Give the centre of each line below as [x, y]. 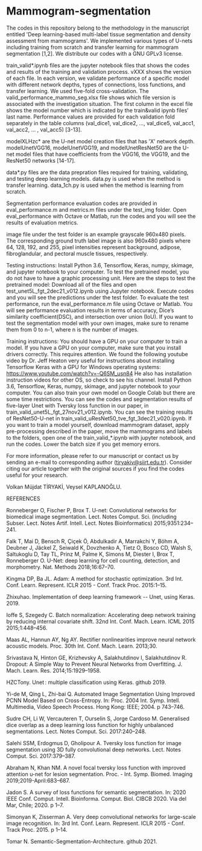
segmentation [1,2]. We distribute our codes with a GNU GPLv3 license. [95, 53]
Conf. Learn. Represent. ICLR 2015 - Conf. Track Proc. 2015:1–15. [87, 585]
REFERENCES [23, 498]
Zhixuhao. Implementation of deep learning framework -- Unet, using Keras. [101, 596]
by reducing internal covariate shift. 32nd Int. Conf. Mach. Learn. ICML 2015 [100, 621]
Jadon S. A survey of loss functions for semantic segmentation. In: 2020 [96, 792]
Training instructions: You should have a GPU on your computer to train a [97, 341]
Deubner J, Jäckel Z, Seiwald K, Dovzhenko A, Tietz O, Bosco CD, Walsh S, [99, 547]
